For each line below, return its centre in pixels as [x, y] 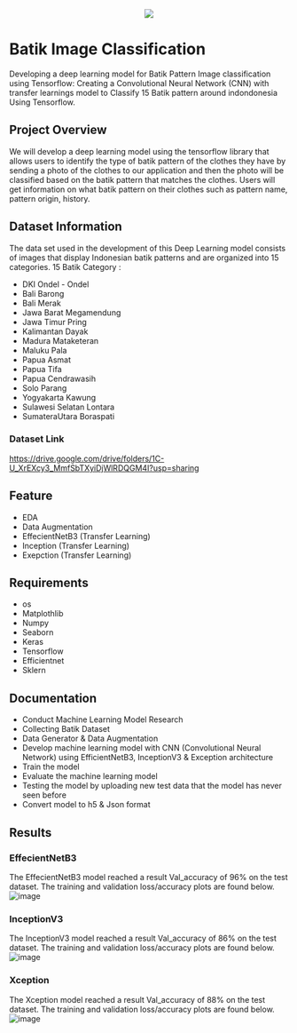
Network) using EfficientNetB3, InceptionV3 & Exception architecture [147, 758]
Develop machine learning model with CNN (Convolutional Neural [141, 748]
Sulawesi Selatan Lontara [68, 407]
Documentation [53, 698]
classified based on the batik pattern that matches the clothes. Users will [142, 179]
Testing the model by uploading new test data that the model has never [152, 786]
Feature [31, 496]
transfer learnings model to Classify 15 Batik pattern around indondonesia [143, 92]
